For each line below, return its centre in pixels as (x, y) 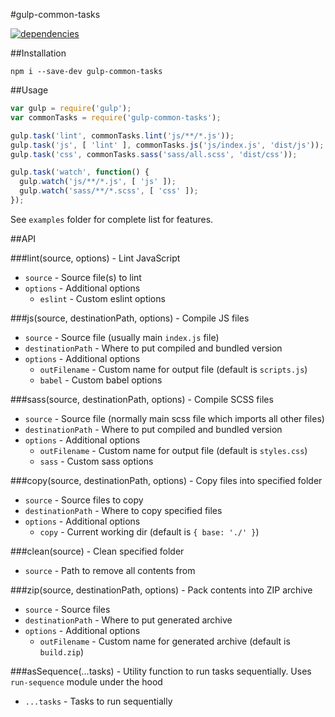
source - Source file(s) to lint (83, 277)
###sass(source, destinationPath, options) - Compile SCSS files (142, 399)
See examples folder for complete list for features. (112, 219)
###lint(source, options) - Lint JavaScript (95, 258)
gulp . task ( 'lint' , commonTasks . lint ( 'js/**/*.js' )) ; (122, 135)
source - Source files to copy (84, 500)
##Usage (29, 90)
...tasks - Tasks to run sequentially (98, 701)
